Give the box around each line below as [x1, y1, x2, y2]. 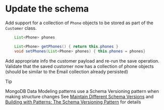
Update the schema [5, 3, 89, 15]
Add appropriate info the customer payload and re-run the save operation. [5, 58, 160, 64]
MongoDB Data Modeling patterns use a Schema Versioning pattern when [5, 88, 159, 94]
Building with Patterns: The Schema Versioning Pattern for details [5, 99, 141, 105]
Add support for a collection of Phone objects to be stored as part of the [5, 20, 154, 26]
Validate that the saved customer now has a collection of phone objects [5, 63, 154, 69]
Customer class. [5, 25, 37, 31]
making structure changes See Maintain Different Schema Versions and [5, 93, 154, 99]
